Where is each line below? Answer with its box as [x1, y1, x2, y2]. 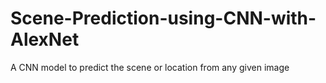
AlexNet [10, 28, 80, 51]
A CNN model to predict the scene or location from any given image [10, 61, 290, 73]
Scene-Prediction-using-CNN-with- [10, 7, 317, 30]
